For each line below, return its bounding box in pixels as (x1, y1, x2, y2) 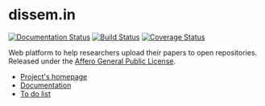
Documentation (19, 80, 72, 90)
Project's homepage (19, 71, 88, 81)
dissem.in (8, 6, 77, 24)
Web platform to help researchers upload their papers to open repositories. (8, 47, 258, 57)
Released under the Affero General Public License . (8, 56, 176, 66)
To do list (19, 88, 51, 98)
